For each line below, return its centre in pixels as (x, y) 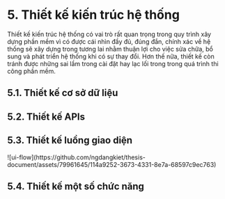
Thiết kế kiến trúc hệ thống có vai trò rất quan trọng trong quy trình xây (109, 34)
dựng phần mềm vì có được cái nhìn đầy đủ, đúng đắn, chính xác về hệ (109, 41)
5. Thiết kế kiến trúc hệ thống (93, 15)
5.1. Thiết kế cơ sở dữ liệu (63, 93)
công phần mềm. (31, 71)
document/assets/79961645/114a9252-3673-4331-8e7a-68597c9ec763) (112, 164)
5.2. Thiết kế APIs (46, 117)
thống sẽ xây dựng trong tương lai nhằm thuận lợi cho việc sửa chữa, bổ (110, 49)
